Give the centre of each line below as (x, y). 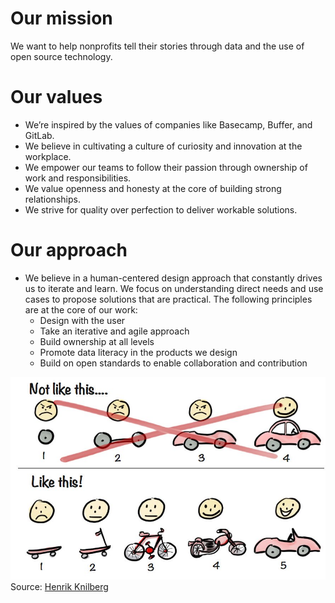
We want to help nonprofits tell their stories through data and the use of (157, 46)
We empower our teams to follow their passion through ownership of (166, 167)
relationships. (52, 199)
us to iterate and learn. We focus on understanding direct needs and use (174, 288)
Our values (56, 97)
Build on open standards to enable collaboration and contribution (173, 363)
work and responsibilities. (78, 178)
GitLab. (39, 135)
